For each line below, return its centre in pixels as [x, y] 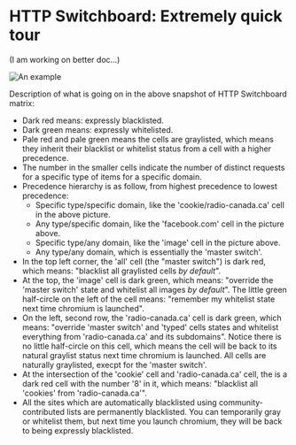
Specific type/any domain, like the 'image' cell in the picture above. [158, 242]
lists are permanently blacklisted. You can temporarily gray [174, 411]
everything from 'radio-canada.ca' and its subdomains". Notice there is [152, 336]
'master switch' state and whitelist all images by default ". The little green [155, 289]
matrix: [22, 103]
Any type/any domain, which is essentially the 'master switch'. [149, 252]
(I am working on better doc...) [65, 59]
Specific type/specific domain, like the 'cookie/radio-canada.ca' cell [160, 204]
